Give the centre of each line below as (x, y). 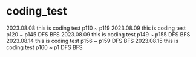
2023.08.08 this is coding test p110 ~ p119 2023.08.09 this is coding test (96, 28)
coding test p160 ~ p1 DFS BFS (44, 47)
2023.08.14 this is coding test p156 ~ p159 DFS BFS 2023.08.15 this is (93, 41)
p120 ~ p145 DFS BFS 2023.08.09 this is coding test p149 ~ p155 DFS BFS (98, 34)
